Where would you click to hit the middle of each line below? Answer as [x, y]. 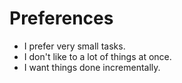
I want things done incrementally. [92, 67]
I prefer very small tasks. [74, 46]
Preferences [61, 18]
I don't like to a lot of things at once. [97, 56]
